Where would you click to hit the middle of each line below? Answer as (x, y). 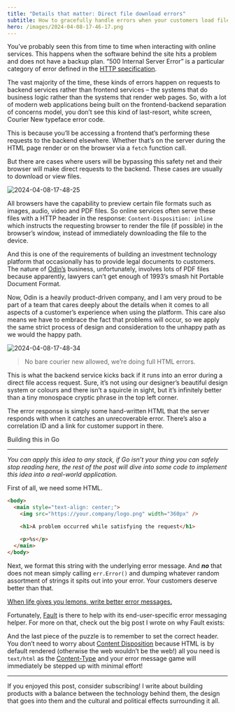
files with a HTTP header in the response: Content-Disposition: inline (110, 218)
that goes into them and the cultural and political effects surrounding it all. (114, 701)
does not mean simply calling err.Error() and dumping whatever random (113, 573)
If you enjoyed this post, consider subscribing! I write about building (105, 685)
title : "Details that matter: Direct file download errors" (97, 14)
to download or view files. (44, 176)
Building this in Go (33, 440)
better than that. (30, 588)
